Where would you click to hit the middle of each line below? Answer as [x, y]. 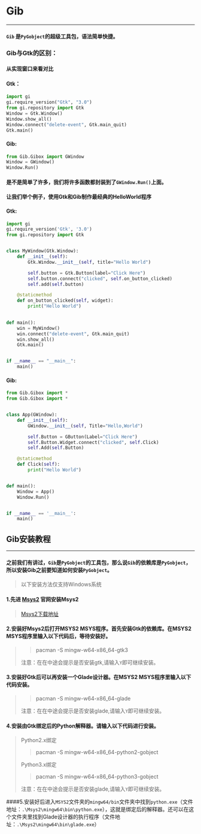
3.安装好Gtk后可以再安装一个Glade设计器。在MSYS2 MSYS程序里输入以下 [99, 677]
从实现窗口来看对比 [30, 69]
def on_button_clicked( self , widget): [65, 301]
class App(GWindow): [32, 415]
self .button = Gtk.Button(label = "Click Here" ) [87, 273]
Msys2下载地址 [39, 613]
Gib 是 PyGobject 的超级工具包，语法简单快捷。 [62, 36]
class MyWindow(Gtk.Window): [42, 251]
